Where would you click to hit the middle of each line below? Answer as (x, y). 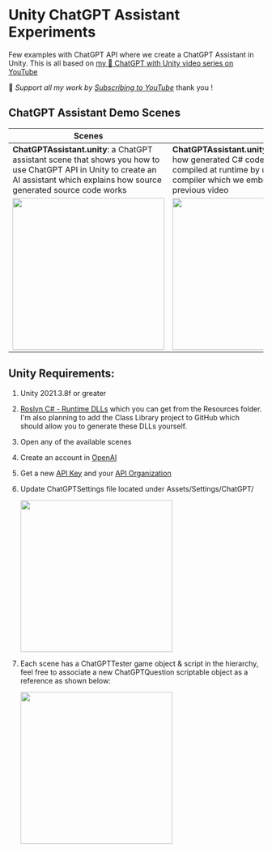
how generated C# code (219, 160)
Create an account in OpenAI (68, 457)
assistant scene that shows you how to (86, 160)
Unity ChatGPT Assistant (94, 15)
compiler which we (208, 180)
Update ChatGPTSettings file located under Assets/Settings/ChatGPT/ (137, 488)
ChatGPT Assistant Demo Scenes (94, 113)
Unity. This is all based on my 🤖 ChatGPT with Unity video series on (121, 63)
